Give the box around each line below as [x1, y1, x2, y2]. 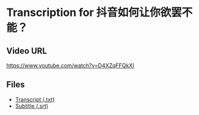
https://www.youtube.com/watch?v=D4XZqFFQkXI [6, 62, 134, 69]
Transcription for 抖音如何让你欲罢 [6, 6, 182, 20]
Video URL [6, 45, 48, 56]
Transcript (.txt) [15, 95, 55, 103]
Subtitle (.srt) [15, 102, 49, 109]
